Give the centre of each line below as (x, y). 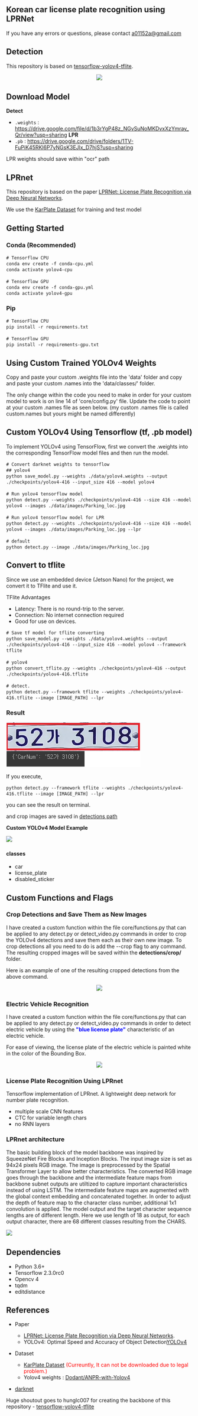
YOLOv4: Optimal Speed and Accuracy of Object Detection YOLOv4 (105, 1342)
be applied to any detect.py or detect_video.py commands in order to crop (96, 934)
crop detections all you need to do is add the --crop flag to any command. (96, 946)
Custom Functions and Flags (60, 898)
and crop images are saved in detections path (62, 816)
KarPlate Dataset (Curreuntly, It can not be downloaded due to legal (106, 1365)
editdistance (30, 1291)
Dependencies (33, 1252)
